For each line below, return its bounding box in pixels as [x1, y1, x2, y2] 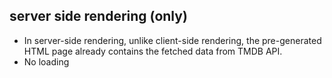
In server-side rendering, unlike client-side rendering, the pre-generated [23, 34, 322, 46]
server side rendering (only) [9, 8, 188, 25]
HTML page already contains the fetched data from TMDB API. [23, 45, 283, 57]
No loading [23, 55, 70, 68]
